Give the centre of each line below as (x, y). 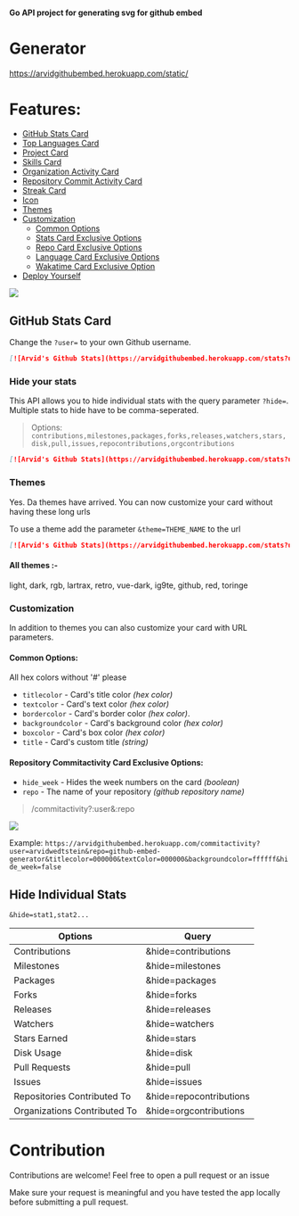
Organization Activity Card (71, 172)
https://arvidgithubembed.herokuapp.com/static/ (99, 73)
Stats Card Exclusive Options (89, 238)
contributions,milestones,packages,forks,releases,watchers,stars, (158, 436)
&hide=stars (171, 1038)
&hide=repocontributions (198, 1096)
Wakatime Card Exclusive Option (95, 267)
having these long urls (50, 511)
